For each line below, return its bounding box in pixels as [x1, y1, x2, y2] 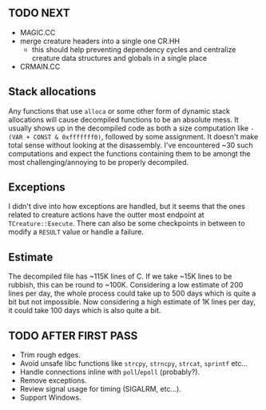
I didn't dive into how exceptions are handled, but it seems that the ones [8, 202, 246, 211]
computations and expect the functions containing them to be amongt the [8, 148, 251, 159]
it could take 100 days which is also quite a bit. [8, 306, 161, 316]
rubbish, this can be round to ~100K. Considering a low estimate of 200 [8, 280, 244, 290]
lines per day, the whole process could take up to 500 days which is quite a [8, 288, 256, 299]
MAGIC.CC [19, 27, 56, 37]
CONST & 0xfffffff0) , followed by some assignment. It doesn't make [33, 131, 259, 141]
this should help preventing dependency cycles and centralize [31, 44, 236, 54]
